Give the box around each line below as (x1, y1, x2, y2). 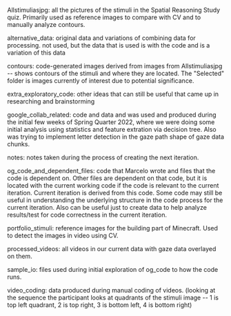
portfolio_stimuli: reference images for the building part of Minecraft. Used (7, 224, 219, 232)
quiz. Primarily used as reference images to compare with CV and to (7, 13, 201, 21)
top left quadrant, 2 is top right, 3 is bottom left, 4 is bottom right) (7, 301, 192, 309)
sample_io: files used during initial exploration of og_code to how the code (7, 266, 219, 273)
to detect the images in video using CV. (7, 231, 119, 239)
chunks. (7, 140, 30, 148)
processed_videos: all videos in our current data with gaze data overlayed (7, 245, 217, 253)
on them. (7, 252, 32, 260)
